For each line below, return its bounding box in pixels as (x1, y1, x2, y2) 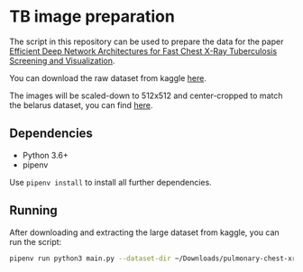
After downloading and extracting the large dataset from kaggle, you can (9, 227, 280, 238)
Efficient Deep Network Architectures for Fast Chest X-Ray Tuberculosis (9, 45, 278, 56)
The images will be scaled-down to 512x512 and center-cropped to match (9, 90, 283, 101)
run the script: (9, 236, 62, 247)
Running (9, 203, 59, 218)
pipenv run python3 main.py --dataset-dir (9, 254, 171, 263)
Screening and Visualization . (9, 55, 115, 66)
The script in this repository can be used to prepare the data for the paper (9, 36, 284, 47)
